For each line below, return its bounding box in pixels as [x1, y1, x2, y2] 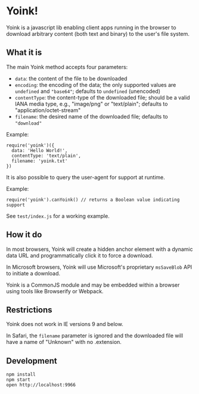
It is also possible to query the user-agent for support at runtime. [6, 173, 166, 181]
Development [6, 356, 58, 366]
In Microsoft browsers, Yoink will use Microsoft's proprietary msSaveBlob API [6, 263, 192, 271]
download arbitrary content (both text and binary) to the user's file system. [6, 30, 189, 37]
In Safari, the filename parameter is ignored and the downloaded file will [6, 332, 184, 339]
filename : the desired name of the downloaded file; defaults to [14, 113, 168, 120]
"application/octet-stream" [14, 106, 81, 114]
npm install [6, 371, 36, 378]
